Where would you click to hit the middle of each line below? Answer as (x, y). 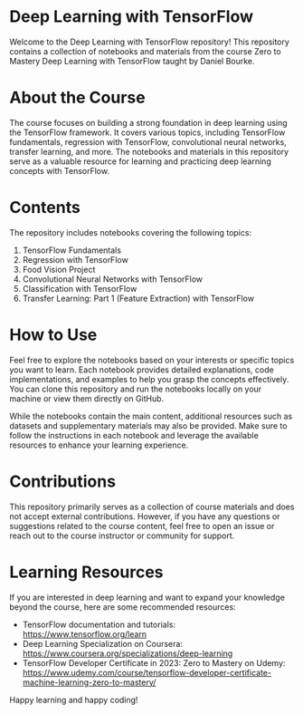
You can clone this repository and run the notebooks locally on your (136, 389)
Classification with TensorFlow (80, 288)
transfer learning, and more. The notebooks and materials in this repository (149, 151)
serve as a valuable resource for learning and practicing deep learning (140, 161)
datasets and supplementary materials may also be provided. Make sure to (148, 425)
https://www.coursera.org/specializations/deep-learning (128, 653)
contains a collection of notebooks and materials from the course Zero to (146, 51)
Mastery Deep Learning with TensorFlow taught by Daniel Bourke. (132, 61)
